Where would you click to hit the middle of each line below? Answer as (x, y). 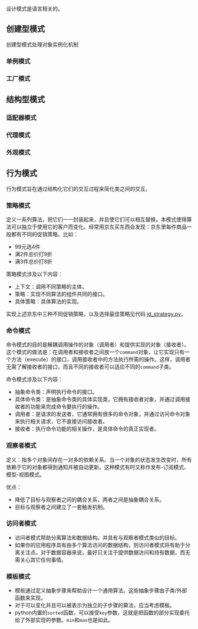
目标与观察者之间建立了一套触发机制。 (61, 507)
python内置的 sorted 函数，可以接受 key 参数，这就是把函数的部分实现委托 (102, 612)
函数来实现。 (30, 598)
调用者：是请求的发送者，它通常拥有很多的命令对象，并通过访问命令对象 (102, 414)
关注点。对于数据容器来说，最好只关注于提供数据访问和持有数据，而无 (105, 552)
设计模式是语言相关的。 (34, 9)
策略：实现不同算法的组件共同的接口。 (61, 294)
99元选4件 (27, 246)
